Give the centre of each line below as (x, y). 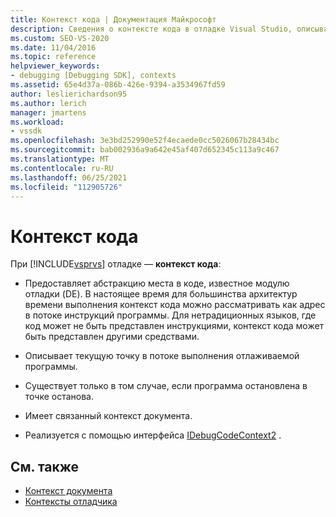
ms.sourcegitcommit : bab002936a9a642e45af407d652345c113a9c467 (145, 150)
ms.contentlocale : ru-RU (62, 168)
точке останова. (59, 397)
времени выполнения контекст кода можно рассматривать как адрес (175, 305)
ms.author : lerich (48, 103)
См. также (45, 466)
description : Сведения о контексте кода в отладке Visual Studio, (151, 29)
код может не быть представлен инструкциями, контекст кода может (174, 326)
